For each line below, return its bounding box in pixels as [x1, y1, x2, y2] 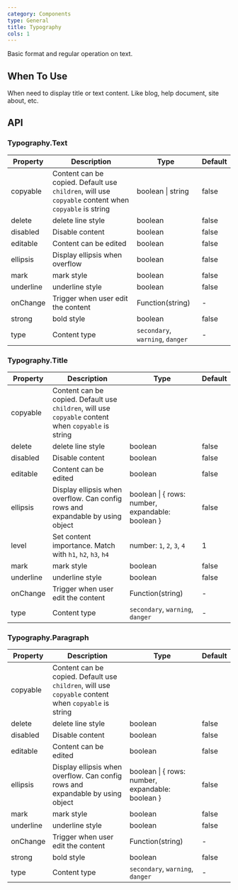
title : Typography [7, 23, 62, 30]
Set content [52, 532, 91, 542]
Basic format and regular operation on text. [7, 50, 133, 58]
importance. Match [52, 541, 115, 551]
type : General [7, 17, 50, 24]
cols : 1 [7, 30, 30, 38]
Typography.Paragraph [7, 632, 89, 642]
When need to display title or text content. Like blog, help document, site [7, 89, 220, 98]
